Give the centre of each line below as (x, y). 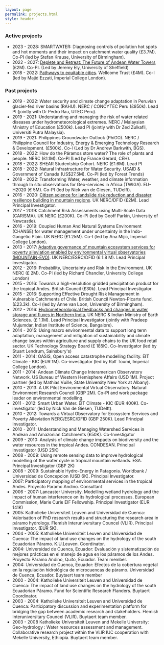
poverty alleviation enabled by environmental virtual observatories (79, 252)
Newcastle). (24, 221)
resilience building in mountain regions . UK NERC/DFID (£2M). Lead (81, 200)
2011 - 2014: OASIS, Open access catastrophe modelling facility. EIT (81, 356)
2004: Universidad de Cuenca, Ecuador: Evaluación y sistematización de (85, 549)
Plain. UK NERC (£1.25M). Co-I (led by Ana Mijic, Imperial (89, 236)
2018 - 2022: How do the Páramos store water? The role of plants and (83, 153)
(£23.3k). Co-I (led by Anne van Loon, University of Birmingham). (78, 304)
